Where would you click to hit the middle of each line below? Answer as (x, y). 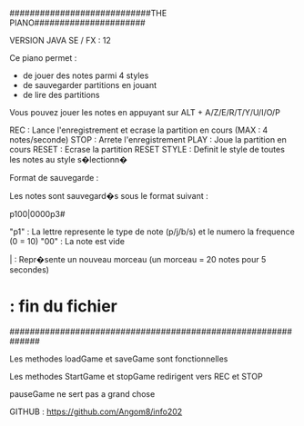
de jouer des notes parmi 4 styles (86, 75)
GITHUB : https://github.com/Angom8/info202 (96, 411)
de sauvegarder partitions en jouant (90, 85)
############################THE (88, 13)
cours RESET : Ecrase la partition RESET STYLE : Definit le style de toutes (147, 149)
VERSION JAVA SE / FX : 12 (61, 40)
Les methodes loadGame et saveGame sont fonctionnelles (119, 359)
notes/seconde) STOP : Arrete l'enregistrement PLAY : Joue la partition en (148, 139)
